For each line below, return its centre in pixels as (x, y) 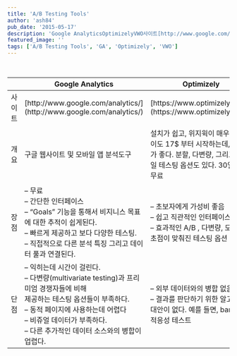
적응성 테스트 (171, 320)
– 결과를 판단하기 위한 (184, 299)
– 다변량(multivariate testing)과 (74, 278)
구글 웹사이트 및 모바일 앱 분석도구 (78, 154)
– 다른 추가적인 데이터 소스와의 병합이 (83, 331)
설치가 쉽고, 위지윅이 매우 (190, 133)
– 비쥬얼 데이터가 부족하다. (66, 320)
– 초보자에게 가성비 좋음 (188, 207)
